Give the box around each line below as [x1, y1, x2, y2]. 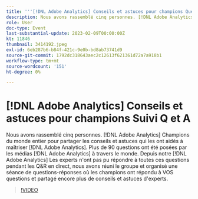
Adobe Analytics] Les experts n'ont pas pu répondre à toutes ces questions [6, 157, 190, 164]
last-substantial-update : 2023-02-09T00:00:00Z [6, 31, 126, 37]
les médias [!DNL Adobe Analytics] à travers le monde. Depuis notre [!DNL [6, 150, 187, 157]
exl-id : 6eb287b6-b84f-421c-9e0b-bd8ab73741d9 [6, 47, 123, 53]
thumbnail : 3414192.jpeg [6, 42, 67, 48]
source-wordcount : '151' [6, 63, 67, 69]
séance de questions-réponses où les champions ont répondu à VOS [6, 169, 174, 176]
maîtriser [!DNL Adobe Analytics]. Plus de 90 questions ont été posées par [6, 144, 187, 151]
